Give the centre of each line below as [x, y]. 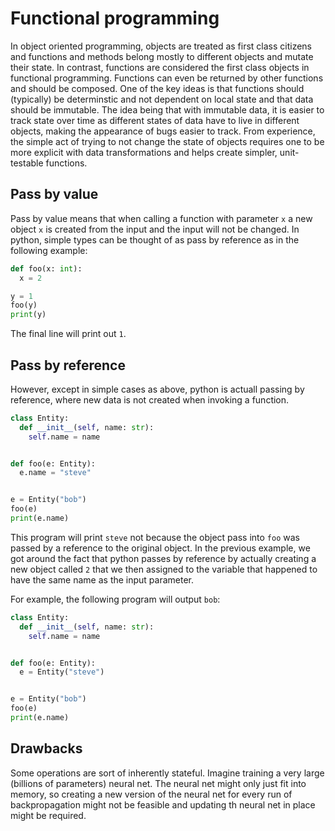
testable [27, 163]
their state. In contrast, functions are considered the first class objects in [160, 67]
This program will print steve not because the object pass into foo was [155, 537]
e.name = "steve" [55, 473]
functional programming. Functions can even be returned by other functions [167, 78]
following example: [49, 250]
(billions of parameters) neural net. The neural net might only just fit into [158, 783]
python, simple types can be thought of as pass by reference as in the [155, 239]
